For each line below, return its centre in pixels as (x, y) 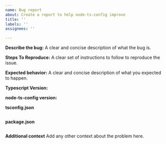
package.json (20, 122)
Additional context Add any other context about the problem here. (75, 136)
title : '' (16, 19)
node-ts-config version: (31, 98)
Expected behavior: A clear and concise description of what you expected (83, 73)
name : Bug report (24, 10)
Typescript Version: (27, 88)
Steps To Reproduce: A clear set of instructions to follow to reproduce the (83, 58)
